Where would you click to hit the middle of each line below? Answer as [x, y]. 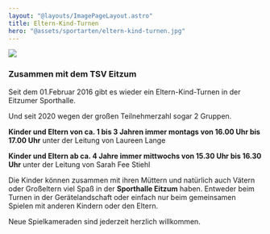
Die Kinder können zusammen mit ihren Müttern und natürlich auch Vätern [132, 180]
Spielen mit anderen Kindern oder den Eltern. [83, 206]
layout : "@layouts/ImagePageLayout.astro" [81, 16]
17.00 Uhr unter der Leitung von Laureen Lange [87, 140]
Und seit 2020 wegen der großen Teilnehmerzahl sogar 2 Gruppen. [120, 116]
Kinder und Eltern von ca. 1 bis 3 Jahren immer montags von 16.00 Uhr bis [134, 132]
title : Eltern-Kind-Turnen [54, 23]
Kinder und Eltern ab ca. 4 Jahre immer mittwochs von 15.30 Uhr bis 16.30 [135, 156]
